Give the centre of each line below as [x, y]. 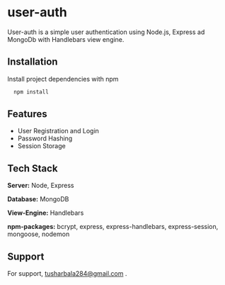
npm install [31, 92]
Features [27, 114]
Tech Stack [33, 168]
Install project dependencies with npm [63, 79]
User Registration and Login [58, 131]
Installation [33, 62]
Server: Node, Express [41, 186]
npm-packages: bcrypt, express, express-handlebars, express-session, [113, 227]
